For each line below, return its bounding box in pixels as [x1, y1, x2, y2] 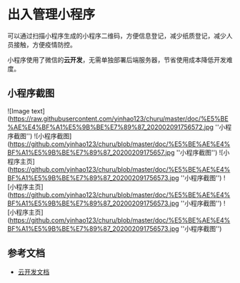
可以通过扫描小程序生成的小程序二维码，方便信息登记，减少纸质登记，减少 [7, 31, 226, 40]
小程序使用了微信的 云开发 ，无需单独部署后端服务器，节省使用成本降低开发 [7, 55, 226, 64]
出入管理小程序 [7, 6, 96, 23]
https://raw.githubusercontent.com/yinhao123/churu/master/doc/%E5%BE [9, 114, 229, 123]
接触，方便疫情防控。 [13, 40, 76, 48]
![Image [7, 106, 30, 115]
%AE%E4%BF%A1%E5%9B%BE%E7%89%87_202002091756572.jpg [7, 123, 214, 131]
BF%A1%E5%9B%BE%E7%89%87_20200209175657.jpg [7, 148, 175, 157]
